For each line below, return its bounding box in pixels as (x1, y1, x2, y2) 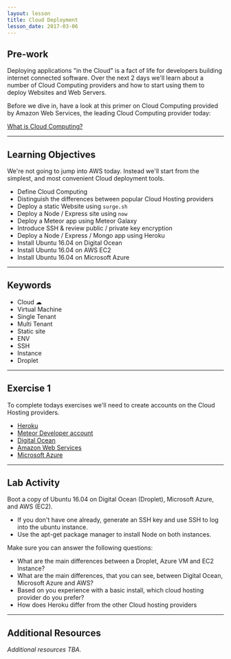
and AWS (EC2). (7, 502, 53, 511)
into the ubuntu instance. (16, 523, 88, 531)
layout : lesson (7, 10, 51, 17)
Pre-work (7, 48, 49, 60)
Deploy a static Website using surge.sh (16, 202, 128, 210)
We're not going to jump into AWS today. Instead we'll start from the (7, 167, 199, 175)
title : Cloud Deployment (7, 16, 78, 23)
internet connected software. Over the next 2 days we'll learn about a (7, 74, 204, 82)
